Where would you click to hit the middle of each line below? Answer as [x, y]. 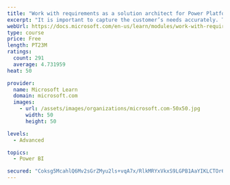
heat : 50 [20, 71]
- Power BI [29, 159]
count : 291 [29, 58]
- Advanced [29, 140]
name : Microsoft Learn [46, 90]
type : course [26, 33]
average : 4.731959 [40, 64]
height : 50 [41, 121]
